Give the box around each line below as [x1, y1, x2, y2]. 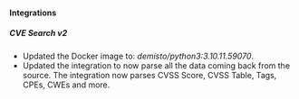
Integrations [9, 7, 57, 18]
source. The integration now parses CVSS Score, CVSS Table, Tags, [22, 69, 277, 80]
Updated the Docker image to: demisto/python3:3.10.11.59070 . [22, 50, 255, 61]
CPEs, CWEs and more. [22, 79, 111, 90]
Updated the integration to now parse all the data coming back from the [22, 59, 291, 71]
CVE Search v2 [9, 28, 68, 39]
